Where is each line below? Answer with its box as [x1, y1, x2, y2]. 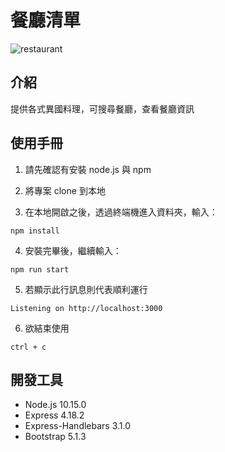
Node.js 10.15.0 [24, 399, 87, 411]
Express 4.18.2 [24, 409, 85, 421]
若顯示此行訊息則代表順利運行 [24, 283, 148, 295]
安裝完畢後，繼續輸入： [24, 244, 122, 256]
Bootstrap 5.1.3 [24, 431, 87, 443]
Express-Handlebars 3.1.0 [24, 420, 132, 432]
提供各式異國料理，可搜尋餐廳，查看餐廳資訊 [10, 102, 195, 115]
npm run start [10, 264, 70, 275]
